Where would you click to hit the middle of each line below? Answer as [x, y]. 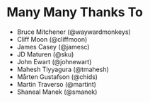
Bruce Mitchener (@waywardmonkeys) [74, 32]
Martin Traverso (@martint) [57, 84]
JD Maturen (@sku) [45, 54]
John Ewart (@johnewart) [54, 61]
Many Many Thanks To [75, 12]
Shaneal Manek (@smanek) [57, 92]
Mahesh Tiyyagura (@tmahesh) [63, 69]
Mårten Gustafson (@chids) [57, 77]
